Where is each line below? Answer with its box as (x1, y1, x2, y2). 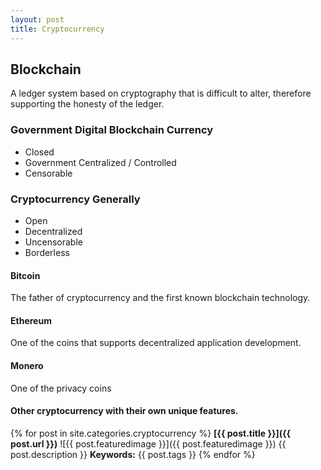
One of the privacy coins (10, 382, 112, 394)
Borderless (24, 246, 70, 258)
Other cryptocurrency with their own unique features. (10, 405, 239, 417)
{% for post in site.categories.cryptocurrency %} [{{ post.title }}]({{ (10, 427, 292, 439)
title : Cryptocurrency (10, 24, 105, 34)
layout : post (10, 14, 65, 25)
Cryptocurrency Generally (10, 192, 141, 206)
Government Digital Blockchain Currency (10, 123, 214, 137)
